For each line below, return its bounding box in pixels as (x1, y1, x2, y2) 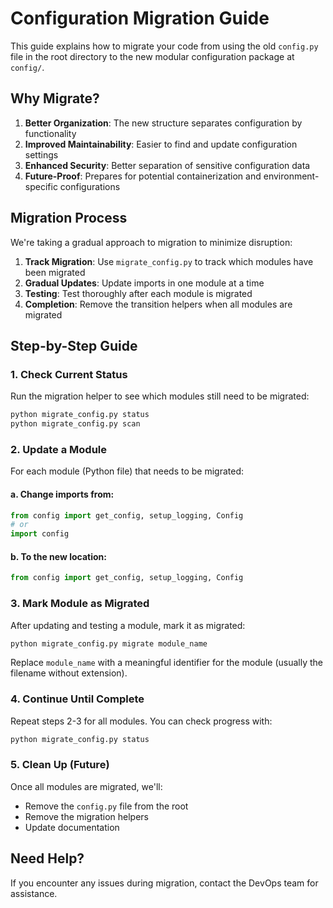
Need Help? (10, 850, 85, 867)
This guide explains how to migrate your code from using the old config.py (10, 40, 319, 52)
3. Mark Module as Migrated (10, 597, 150, 611)
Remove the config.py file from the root (24, 800, 189, 812)
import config (10, 529, 70, 539)
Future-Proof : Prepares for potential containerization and (24, 170, 262, 182)
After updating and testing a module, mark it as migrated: (10, 619, 246, 631)
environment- (263, 170, 320, 182)
